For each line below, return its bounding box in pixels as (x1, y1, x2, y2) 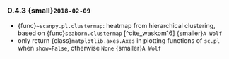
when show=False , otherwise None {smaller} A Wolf (17, 44, 161, 53)
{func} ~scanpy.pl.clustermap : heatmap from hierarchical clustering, (17, 22, 216, 30)
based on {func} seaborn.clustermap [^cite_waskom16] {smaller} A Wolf (17, 29, 223, 37)
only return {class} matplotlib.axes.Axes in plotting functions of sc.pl (17, 37, 221, 45)
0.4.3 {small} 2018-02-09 (7, 6, 90, 15)
